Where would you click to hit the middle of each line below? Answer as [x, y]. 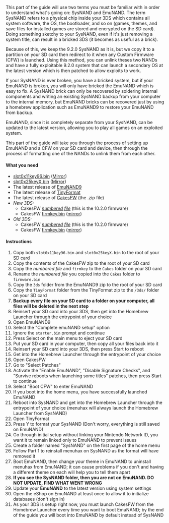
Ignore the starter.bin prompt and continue [59, 333]
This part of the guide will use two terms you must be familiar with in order [83, 7]
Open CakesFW [29, 360]
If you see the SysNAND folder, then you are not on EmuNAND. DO [83, 478]
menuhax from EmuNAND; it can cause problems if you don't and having [88, 467]
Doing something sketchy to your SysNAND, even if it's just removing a [79, 34]
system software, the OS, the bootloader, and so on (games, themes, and [81, 23]
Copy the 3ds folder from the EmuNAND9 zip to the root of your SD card [88, 285]
